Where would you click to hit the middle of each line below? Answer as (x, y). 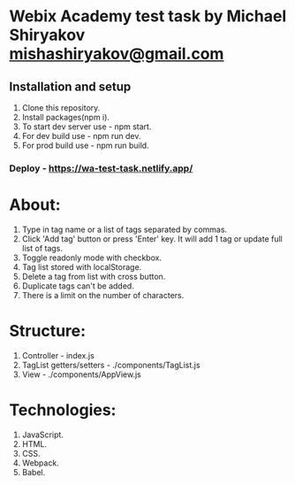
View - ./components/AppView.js (81, 374)
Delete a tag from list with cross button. (94, 276)
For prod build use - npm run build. (85, 145)
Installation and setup (70, 86)
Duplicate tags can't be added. (78, 286)
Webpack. (40, 463)
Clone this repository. (61, 108)
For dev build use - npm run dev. (81, 136)
